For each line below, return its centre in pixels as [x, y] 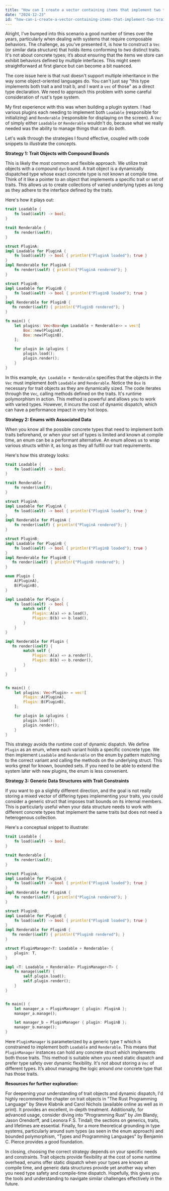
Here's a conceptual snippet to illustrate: [47, 827]
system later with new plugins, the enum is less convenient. [67, 771]
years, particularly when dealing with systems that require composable [79, 39]
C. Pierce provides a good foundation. [45, 1142]
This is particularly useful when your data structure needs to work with [78, 807]
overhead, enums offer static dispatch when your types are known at [77, 1162]
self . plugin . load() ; [45, 977]
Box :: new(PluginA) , [44, 330]
